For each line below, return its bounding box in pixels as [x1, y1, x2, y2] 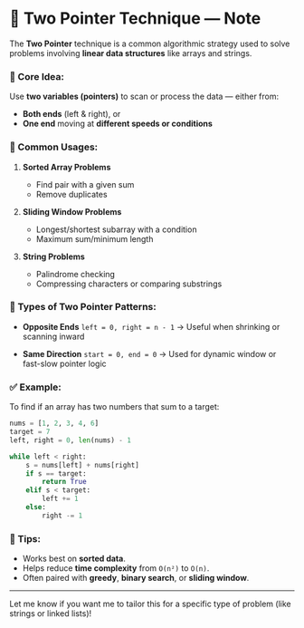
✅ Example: [9, 381, 62, 393]
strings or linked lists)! [9, 608, 92, 619]
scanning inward [22, 331, 85, 342]
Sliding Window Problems [22, 206, 122, 217]
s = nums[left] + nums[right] [25, 460, 140, 469]
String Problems [22, 251, 86, 262]
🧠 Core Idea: [9, 70, 65, 82]
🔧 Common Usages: [9, 140, 99, 153]
